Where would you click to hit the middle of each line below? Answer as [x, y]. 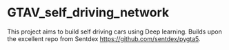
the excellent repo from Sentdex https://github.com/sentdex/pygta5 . [104, 38]
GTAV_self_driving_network [88, 13]
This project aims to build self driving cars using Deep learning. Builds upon [114, 32]
